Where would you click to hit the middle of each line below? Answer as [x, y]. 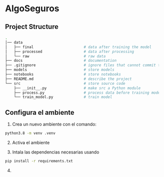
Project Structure [32, 27]
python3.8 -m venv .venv [30, 133]
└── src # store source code [65, 83]
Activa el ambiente [31, 142]
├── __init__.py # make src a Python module [77, 88]
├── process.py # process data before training [82, 93]
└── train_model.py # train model [63, 97]
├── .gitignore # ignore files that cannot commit [81, 65]
